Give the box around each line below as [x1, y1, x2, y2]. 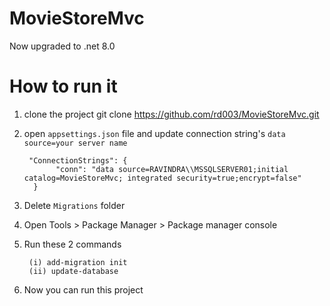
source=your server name [23, 138, 128, 148]
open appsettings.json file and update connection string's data [23, 127, 286, 139]
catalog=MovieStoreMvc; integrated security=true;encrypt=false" [23, 173, 302, 183]
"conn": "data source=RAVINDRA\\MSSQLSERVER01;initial [55, 164, 289, 174]
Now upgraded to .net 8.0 [9, 40, 116, 52]
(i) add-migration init [28, 257, 128, 267]
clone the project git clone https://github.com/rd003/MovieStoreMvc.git [23, 108, 320, 120]
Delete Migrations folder [23, 199, 126, 211]
